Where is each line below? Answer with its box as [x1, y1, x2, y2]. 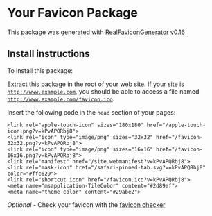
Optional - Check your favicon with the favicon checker [7, 200, 166, 209]
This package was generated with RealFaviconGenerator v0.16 [7, 28, 186, 36]
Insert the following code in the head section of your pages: [7, 108, 176, 116]
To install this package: [7, 66, 73, 74]
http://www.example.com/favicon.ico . [7, 94, 115, 103]
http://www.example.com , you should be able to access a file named [7, 87, 200, 95]
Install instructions [7, 48, 90, 60]
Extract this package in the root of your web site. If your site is [7, 80, 185, 88]
